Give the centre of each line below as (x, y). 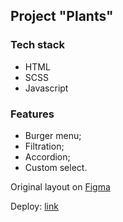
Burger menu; (53, 135)
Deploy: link (34, 206)
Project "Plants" (62, 16)
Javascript (46, 88)
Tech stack (37, 45)
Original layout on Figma (60, 186)
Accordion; (47, 156)
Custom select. (56, 167)
